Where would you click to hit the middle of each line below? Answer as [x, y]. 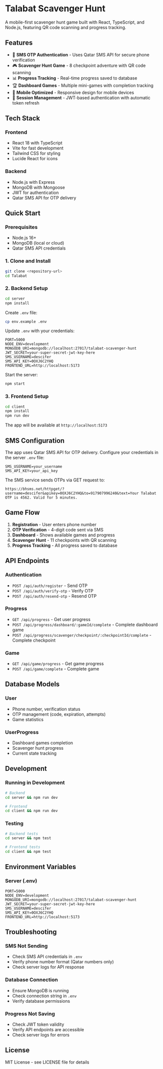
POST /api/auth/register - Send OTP [50, 586]
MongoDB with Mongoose [38, 187]
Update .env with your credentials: [40, 331]
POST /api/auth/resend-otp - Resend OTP [54, 596]
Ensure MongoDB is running [40, 990]
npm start [15, 384]
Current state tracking [34, 753]
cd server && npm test [28, 838]
